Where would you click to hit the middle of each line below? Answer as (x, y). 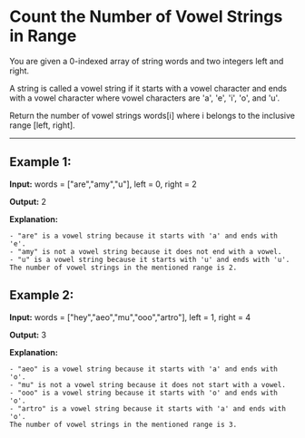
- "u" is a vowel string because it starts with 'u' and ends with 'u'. (150, 259)
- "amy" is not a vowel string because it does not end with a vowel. (146, 251)
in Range (43, 36)
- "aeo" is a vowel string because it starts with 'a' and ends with (144, 369)
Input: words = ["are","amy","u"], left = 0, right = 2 (103, 184)
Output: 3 (28, 335)
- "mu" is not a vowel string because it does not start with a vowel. (148, 384)
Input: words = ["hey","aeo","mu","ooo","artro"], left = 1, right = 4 (130, 317)
